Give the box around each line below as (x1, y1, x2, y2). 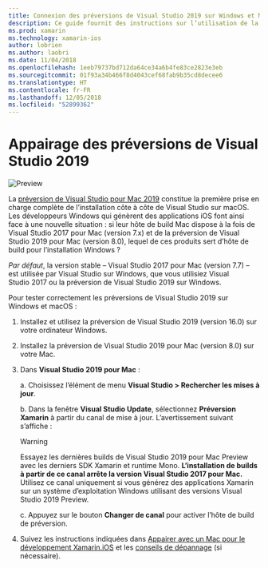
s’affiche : (19, 421, 53, 431)
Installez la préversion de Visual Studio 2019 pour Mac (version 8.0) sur (19, 341, 254, 351)
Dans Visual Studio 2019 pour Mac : (19, 365, 141, 375)
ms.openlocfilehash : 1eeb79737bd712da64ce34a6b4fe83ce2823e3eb (8, 64, 223, 72)
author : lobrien (8, 42, 62, 50)
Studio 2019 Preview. (19, 495, 89, 504)
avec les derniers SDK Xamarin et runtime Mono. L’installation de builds (19, 461, 258, 471)
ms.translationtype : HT (8, 78, 88, 86)
